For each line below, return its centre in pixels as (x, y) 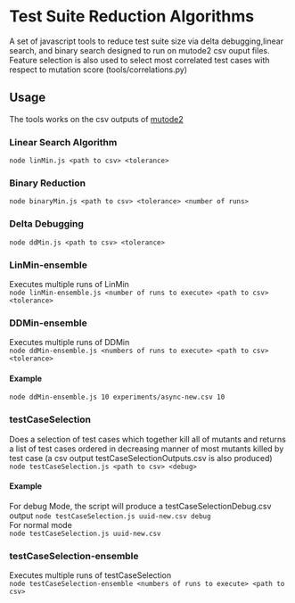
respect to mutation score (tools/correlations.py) (98, 70)
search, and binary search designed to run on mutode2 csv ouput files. (139, 50)
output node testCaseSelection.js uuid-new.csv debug (110, 516)
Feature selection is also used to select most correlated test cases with (139, 60)
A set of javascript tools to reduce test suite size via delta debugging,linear (146, 41)
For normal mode (41, 525)
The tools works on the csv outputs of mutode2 (97, 119)
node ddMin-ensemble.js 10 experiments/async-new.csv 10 (117, 397)
